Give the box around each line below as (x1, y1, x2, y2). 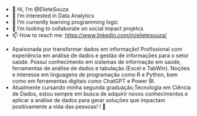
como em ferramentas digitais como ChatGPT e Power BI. (11, 78, 155, 84)
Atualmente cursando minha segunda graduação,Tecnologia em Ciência (11, 84, 191, 91)
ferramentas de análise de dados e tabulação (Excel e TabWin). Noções (11, 65, 190, 72)
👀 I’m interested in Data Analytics (11, 12, 95, 19)
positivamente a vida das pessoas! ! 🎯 (11, 103, 107, 110)
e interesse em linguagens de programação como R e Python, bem (11, 71, 178, 78)
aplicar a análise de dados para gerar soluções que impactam (11, 97, 166, 103)
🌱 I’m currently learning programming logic (11, 19, 119, 25)
